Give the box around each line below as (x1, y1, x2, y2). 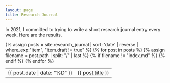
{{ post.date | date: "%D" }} (8, 69, 73, 76)
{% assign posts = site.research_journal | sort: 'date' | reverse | (5, 41, 139, 47)
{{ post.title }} (77, 69, 109, 76)
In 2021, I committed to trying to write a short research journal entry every (5, 26, 161, 32)
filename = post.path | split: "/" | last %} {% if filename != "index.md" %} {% (5, 52, 165, 59)
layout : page (5, 7, 33, 13)
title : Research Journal (5, 12, 58, 17)
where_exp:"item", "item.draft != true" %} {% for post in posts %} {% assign (5, 47, 165, 53)
